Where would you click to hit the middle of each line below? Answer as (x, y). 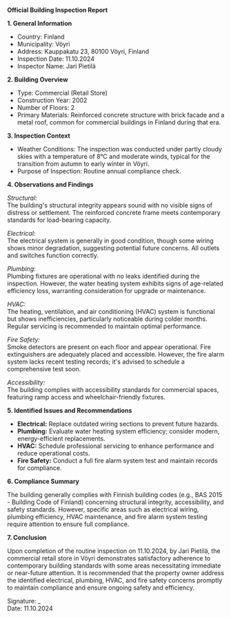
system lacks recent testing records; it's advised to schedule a (96, 362)
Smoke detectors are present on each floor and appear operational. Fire (109, 347)
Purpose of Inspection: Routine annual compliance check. (99, 171)
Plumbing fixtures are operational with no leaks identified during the (103, 276)
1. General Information (40, 23)
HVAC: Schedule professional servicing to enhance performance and (115, 446)
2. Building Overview (38, 79)
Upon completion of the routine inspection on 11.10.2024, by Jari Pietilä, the (114, 551)
